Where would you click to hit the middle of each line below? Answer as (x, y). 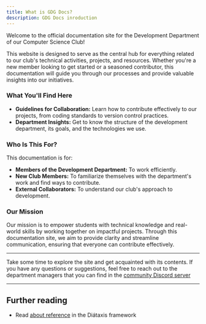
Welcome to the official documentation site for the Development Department (103, 35)
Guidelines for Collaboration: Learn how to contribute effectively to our (106, 109)
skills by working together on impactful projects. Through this (100, 231)
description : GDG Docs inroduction (52, 18)
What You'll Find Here (39, 96)
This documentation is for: (40, 158)
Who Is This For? (32, 144)
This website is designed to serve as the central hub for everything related (100, 53)
